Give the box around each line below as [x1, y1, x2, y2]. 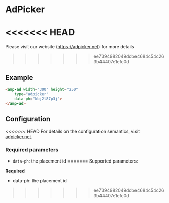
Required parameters [5, 146, 59, 153]
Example [5, 73, 33, 82]
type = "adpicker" [14, 91, 49, 97]
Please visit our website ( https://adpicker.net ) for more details [5, 44, 134, 50]
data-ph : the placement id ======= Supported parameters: [12, 158, 138, 164]
